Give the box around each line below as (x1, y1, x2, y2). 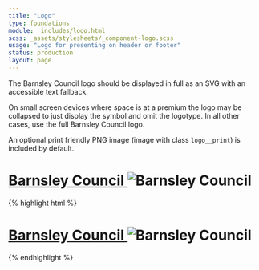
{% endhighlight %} (8, 252, 74, 262)
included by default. (8, 143, 75, 153)
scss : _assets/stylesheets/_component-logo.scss (8, 34, 174, 42)
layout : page (8, 57, 52, 65)
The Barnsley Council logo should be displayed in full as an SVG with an (8, 78, 246, 88)
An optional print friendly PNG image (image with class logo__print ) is (8, 135, 241, 144)
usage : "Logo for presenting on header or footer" (8, 42, 181, 50)
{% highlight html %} (8, 198, 78, 208)
